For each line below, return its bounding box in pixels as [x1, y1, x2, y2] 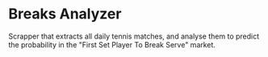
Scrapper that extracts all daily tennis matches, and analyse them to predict [8, 31, 260, 41]
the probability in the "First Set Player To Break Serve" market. [8, 39, 216, 49]
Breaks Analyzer [8, 5, 122, 23]
